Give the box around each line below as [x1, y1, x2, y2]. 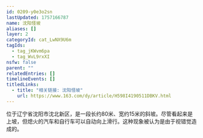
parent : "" [6, 64, 34, 71]
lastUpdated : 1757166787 [6, 14, 69, 20]
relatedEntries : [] [6, 71, 56, 77]
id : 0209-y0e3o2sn [6, 8, 53, 15]
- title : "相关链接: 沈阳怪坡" [11, 87, 83, 93]
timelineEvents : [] [6, 76, 56, 82]
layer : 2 [6, 31, 28, 37]
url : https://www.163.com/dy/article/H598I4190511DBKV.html [17, 93, 172, 99]
